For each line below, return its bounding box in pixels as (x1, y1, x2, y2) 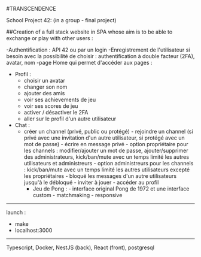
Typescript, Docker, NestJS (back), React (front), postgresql (6, 244, 154, 251)
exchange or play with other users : (6, 35, 94, 41)
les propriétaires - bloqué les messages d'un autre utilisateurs (23, 173, 177, 179)
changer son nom (23, 83, 68, 90)
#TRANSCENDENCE (6, 5, 56, 12)
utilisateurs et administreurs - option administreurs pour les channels (23, 160, 194, 167)
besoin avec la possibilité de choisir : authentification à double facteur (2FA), (6, 53, 195, 59)
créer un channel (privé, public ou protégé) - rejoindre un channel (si (23, 128, 193, 135)
